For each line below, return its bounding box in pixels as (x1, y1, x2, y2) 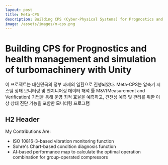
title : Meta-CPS (5, 12, 39, 17)
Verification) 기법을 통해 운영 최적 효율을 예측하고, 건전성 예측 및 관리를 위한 (5, 94, 155, 100)
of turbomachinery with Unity (5, 64, 132, 76)
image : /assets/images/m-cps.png (5, 21, 75, 27)
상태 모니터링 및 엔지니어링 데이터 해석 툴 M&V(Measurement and (14, 88, 145, 94)
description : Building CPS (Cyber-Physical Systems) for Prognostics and (5, 17, 163, 22)
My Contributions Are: (5, 128, 51, 134)
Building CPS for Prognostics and (5, 43, 147, 54)
